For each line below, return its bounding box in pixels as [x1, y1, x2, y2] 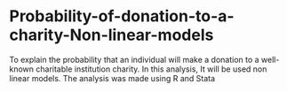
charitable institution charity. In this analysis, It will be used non [35, 64, 267, 74]
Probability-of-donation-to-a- [9, 6, 235, 27]
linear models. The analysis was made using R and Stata [9, 73, 216, 83]
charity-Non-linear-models [9, 25, 214, 45]
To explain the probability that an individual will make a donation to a [9, 54, 259, 65]
